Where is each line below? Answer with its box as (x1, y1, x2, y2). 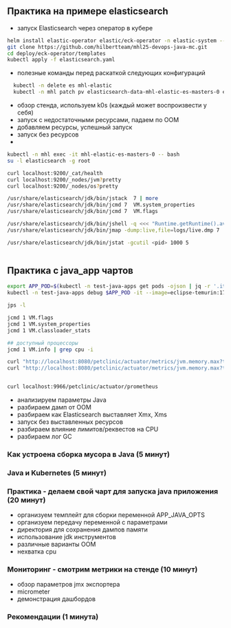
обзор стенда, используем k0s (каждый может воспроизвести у (16, 101, 208, 110)
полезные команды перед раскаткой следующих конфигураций (16, 69, 206, 77)
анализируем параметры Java (16, 396, 107, 404)
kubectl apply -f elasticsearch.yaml (7, 57, 115, 63)
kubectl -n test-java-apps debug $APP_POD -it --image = (7, 290, 170, 296)
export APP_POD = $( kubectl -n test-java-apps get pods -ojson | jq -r (7, 283, 211, 290)
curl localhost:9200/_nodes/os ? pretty (7, 183, 118, 190)
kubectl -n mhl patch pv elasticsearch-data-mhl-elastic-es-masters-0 (13, 89, 220, 96)
